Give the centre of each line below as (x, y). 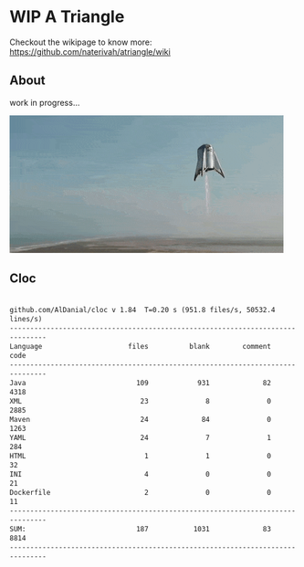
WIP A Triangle (67, 17)
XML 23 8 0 (141, 401)
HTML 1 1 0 (141, 456)
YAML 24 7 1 (141, 437)
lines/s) (26, 319)
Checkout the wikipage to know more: (81, 42)
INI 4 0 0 (141, 474)
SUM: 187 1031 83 (141, 529)
